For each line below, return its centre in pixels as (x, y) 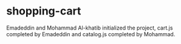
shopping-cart (44, 11)
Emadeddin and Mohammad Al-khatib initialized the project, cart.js (90, 28)
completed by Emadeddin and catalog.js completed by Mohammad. (91, 34)
